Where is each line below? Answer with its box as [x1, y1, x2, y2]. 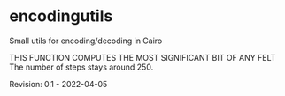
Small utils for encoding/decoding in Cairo [9, 35, 163, 46]
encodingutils [9, 6, 113, 26]
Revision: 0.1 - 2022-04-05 [9, 78, 108, 89]
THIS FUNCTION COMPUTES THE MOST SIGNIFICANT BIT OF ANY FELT [9, 52, 276, 63]
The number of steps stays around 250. [9, 62, 154, 72]
